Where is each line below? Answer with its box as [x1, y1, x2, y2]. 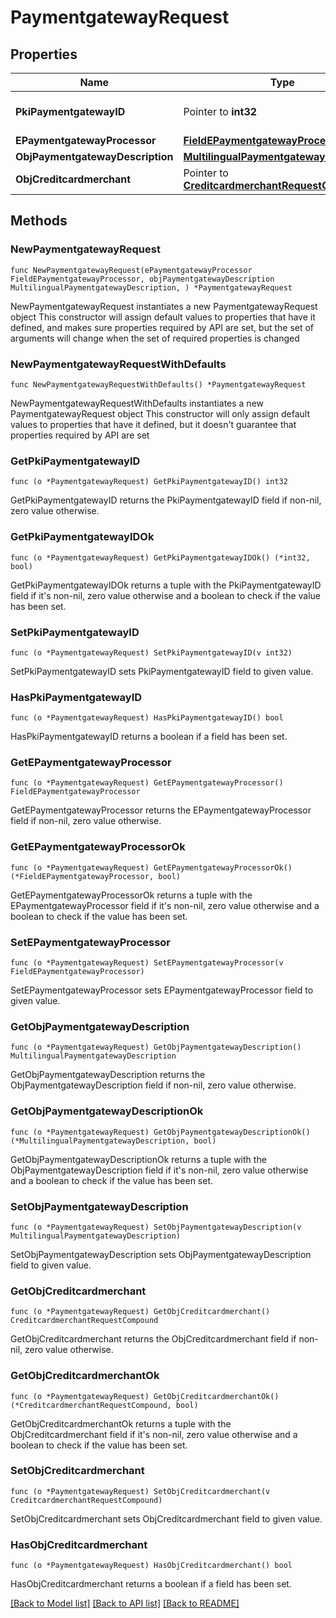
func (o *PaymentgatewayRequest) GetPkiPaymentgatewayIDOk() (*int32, [10, 552, 311, 563]
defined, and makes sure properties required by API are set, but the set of [10, 321, 315, 333]
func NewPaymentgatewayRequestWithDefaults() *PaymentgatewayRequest [10, 379, 307, 390]
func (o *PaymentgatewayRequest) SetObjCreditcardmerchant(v [10, 1486, 271, 1496]
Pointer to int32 [183, 105, 258, 118]
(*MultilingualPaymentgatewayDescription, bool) [10, 1136, 217, 1146]
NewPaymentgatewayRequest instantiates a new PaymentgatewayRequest [10, 300, 318, 312]
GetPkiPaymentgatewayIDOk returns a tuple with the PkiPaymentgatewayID [10, 579, 322, 591]
